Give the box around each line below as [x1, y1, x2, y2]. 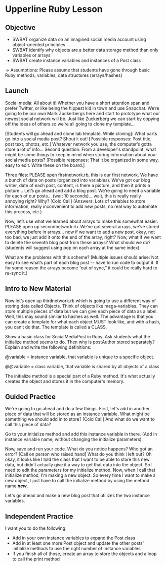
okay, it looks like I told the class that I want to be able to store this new [5, 456, 150, 462]
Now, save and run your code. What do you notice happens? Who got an [5, 446, 153, 452]
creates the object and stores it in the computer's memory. [5, 378, 124, 384]
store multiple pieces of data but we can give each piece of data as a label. [5, 308, 158, 314]
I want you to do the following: [5, 525, 67, 531]
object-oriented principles [12, 42, 66, 48]
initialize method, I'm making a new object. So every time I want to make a [5, 472, 156, 478]
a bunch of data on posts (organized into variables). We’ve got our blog [5, 177, 151, 183]
